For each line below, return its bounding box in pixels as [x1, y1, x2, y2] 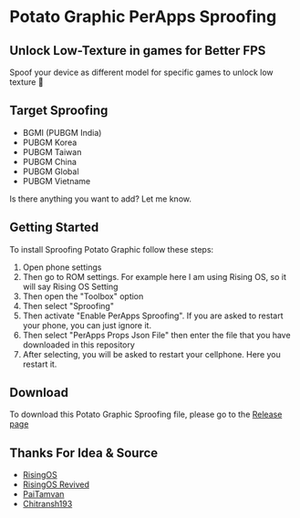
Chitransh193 [22, 499, 73, 510]
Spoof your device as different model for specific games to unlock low [9, 67, 274, 78]
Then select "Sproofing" [22, 300, 114, 311]
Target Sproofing [9, 103, 109, 119]
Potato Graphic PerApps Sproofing [9, 6, 277, 27]
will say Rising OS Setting [22, 281, 119, 292]
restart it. [22, 358, 57, 369]
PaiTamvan [22, 489, 65, 500]
